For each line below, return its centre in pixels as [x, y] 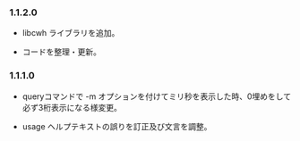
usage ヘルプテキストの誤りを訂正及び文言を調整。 [117, 126]
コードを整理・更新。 [61, 52]
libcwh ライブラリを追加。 [71, 33]
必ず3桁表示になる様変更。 [72, 107]
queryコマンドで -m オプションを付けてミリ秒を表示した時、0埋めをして [157, 96]
